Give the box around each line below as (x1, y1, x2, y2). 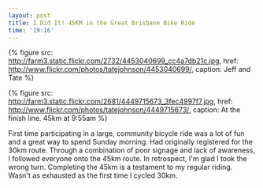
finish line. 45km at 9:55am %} (8, 114, 108, 123)
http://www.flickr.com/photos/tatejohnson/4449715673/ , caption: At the (8, 105, 241, 115)
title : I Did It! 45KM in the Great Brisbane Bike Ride (8, 19, 195, 27)
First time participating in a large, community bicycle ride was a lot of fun (8, 129, 246, 138)
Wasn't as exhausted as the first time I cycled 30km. (8, 171, 178, 180)
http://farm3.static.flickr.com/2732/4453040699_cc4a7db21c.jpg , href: (8, 56, 239, 66)
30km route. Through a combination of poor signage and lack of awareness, (8, 145, 256, 155)
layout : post (8, 11, 51, 20)
